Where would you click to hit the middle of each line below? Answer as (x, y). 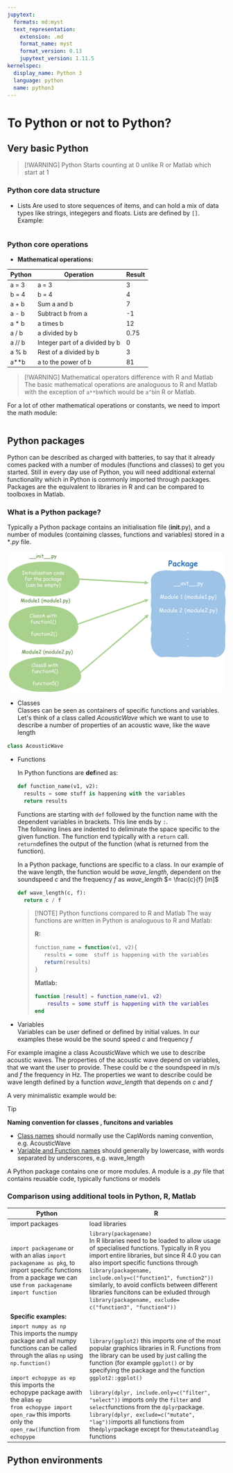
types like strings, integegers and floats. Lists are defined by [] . (108, 213)
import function (34, 1293)
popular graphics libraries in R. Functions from (155, 1348)
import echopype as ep (43, 1378)
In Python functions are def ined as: (68, 773)
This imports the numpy (44, 1334)
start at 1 (36, 173)
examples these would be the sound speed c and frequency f (105, 1039)
